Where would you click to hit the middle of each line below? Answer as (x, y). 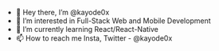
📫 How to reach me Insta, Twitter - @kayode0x (94, 38)
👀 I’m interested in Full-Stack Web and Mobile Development (113, 21)
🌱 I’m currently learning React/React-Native (87, 29)
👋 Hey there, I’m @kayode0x (63, 12)
